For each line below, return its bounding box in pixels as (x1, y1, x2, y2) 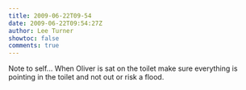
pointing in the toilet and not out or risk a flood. (8, 72, 165, 82)
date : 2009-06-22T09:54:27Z (8, 19, 103, 27)
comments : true (8, 42, 60, 50)
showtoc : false (8, 34, 60, 43)
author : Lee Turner (8, 27, 74, 35)
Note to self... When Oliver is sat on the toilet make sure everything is (8, 63, 238, 73)
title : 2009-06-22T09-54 (8, 11, 92, 20)
